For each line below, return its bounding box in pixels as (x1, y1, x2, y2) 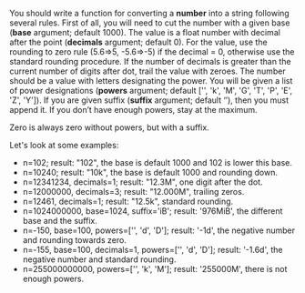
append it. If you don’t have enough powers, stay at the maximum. (9, 105, 258, 115)
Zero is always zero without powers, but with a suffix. (9, 122, 209, 133)
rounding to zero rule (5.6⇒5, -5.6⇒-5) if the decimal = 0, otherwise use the (9, 46, 295, 57)
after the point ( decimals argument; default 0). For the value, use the (9, 36, 268, 47)
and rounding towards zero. (22, 235, 127, 245)
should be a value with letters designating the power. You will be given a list (9, 76, 293, 86)
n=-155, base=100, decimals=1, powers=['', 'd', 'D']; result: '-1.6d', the (22, 245, 283, 255)
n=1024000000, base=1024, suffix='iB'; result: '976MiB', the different (22, 206, 283, 217)
